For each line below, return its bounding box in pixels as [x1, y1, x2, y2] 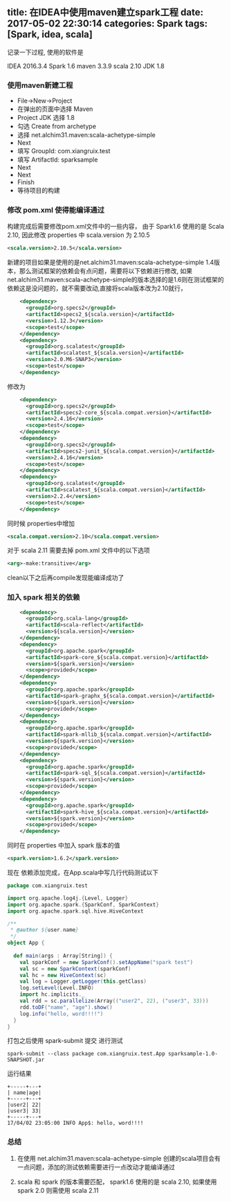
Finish [17, 178, 35, 186]
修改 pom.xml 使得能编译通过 [7, 205, 105, 215]
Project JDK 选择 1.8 [17, 114, 75, 122]
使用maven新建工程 [7, 80, 73, 90]
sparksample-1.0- [168, 1051, 218, 1058]
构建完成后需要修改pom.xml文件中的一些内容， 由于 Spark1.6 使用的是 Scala [7, 222, 225, 231]
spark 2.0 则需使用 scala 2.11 [17, 1186, 99, 1194]
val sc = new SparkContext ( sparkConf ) [19, 965, 131, 972]
